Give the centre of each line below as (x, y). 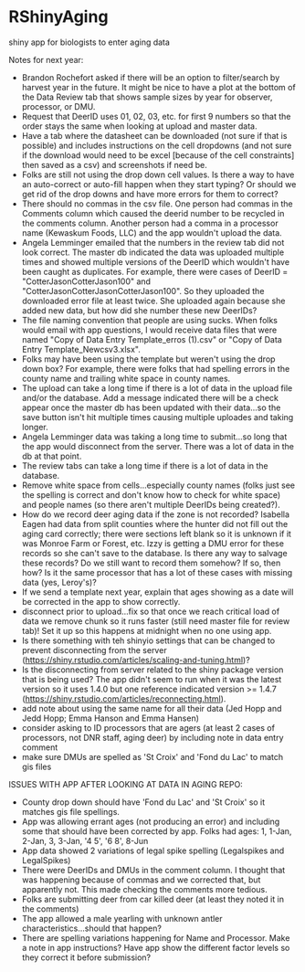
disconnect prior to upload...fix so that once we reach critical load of (151, 611)
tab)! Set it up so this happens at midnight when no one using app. (147, 630)
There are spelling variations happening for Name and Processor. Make (156, 937)
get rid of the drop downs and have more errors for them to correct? (150, 194)
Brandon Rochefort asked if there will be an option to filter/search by (151, 77)
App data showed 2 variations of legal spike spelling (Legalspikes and (153, 850)
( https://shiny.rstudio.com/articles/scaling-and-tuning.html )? (136, 660)
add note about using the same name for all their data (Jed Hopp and (152, 708)
